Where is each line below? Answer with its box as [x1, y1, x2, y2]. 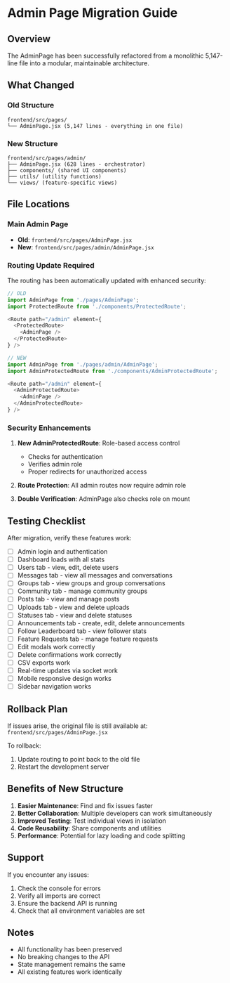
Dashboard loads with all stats [17, 555, 105, 564]
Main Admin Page [7, 219, 69, 229]
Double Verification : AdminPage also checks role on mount [17, 495, 191, 503]
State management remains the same [17, 961, 126, 969]
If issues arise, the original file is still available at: [7, 722, 148, 730]
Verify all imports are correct [17, 891, 100, 900]
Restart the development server [17, 762, 109, 771]
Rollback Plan [7, 703, 68, 715]
